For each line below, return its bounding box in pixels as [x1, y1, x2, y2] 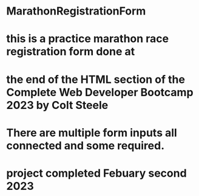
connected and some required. [6, 139, 165, 152]
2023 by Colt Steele [6, 98, 109, 112]
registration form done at [6, 45, 135, 59]
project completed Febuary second [6, 166, 187, 180]
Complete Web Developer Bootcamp [6, 85, 194, 99]
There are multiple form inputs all [6, 126, 177, 140]
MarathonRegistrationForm [6, 4, 146, 18]
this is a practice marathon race [6, 32, 169, 46]
